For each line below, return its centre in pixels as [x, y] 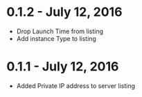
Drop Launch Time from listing [60, 31]
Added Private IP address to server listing [76, 86]
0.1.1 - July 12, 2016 [63, 67]
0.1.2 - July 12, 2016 [64, 12]
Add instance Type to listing [56, 38]
